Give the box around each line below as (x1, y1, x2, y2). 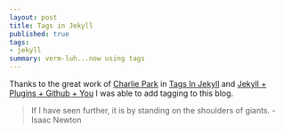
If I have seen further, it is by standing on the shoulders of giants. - (30, 106, 276, 115)
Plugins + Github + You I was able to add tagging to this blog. (9, 88, 234, 98)
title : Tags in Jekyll (9, 21, 93, 30)
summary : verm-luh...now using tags (9, 54, 145, 63)
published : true (9, 29, 69, 38)
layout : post (9, 12, 58, 22)
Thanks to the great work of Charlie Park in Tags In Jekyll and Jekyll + (9, 79, 267, 89)
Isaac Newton (30, 114, 82, 125)
